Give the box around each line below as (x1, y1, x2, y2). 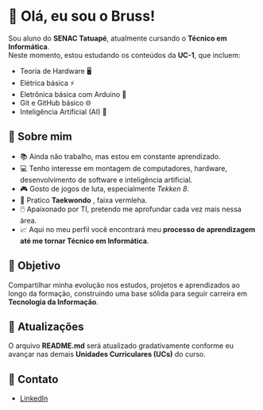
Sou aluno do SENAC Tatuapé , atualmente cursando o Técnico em (8, 33, 228, 43)
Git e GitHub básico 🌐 (19, 98, 91, 107)
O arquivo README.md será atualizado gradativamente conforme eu (8, 341, 234, 350)
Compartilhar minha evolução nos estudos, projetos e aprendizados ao (8, 280, 241, 289)
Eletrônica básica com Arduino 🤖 (19, 89, 127, 99)
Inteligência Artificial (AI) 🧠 (19, 106, 107, 116)
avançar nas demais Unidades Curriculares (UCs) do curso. (8, 350, 207, 359)
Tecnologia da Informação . (8, 297, 99, 307)
